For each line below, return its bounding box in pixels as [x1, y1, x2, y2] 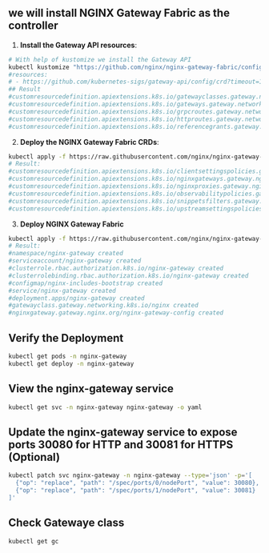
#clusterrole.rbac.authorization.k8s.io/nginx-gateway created [8, 264, 224, 273]
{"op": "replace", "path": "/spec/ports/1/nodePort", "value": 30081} [15, 487, 256, 495]
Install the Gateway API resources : [19, 40, 138, 50]
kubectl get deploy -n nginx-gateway [8, 359, 134, 367]
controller [8, 19, 58, 33]
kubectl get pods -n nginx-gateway [8, 352, 127, 360]
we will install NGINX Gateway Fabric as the [8, 6, 231, 20]
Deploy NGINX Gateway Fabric [19, 219, 124, 229]
